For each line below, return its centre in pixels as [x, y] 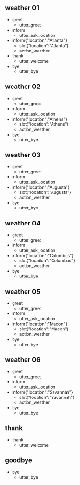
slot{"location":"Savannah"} [47, 397]
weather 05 [23, 291]
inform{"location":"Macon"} [40, 324]
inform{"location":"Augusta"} [41, 187]
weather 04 [23, 223]
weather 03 [23, 155]
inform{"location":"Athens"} [40, 119]
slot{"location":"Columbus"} [47, 261]
